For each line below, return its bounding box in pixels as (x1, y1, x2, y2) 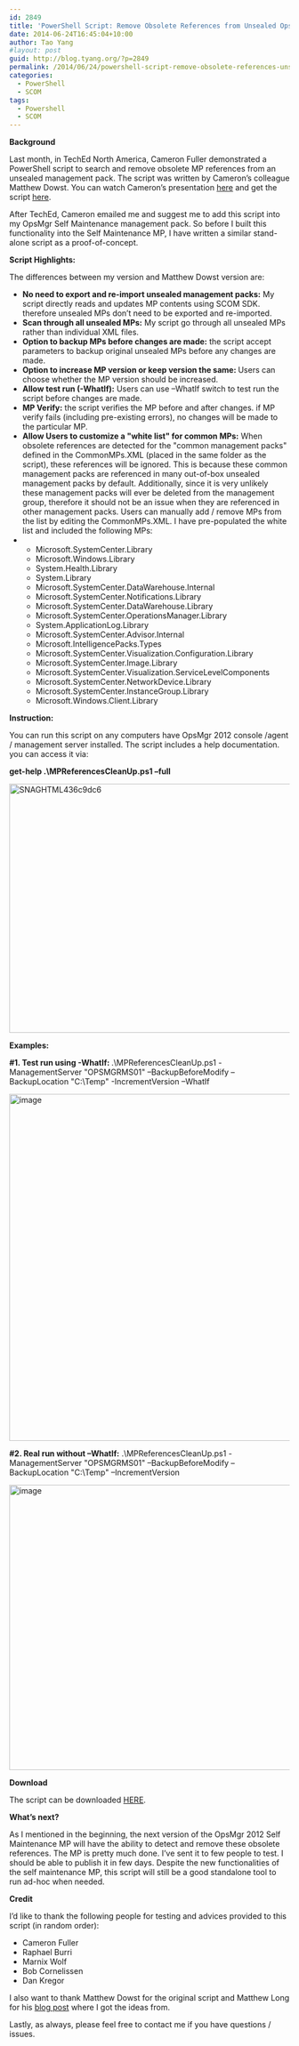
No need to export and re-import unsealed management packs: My (21, 289, 275, 300)
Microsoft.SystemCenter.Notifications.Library (35, 592, 202, 602)
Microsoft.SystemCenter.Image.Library (35, 657, 178, 668)
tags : (9, 95, 29, 105)
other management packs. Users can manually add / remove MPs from (21, 506, 282, 517)
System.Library (35, 573, 92, 584)
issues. (9, 2029, 36, 2040)
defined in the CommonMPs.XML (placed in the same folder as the (21, 450, 267, 461)
